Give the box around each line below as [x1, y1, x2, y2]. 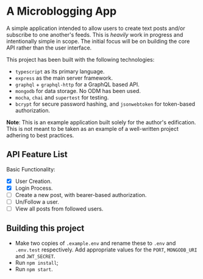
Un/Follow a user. [15, 198, 59, 206]
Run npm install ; [15, 259, 59, 266]
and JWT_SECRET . [15, 252, 56, 259]
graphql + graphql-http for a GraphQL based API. [15, 81, 140, 88]
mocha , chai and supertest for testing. [15, 94, 109, 101]
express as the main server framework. [15, 74, 113, 81]
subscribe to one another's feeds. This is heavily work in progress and [6, 31, 183, 38]
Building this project [6, 223, 85, 234]
